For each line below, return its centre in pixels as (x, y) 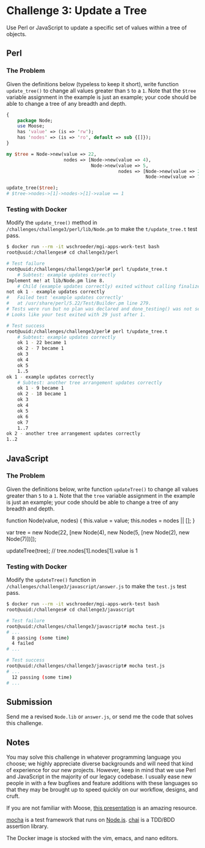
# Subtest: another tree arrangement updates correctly (90, 383)
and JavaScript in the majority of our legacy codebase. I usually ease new (99, 776)
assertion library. (27, 827)
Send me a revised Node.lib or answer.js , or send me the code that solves (100, 717)
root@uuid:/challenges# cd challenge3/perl (63, 253)
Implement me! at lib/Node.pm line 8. (56, 281)
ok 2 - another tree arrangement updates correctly (73, 434)
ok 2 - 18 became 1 (42, 394)
